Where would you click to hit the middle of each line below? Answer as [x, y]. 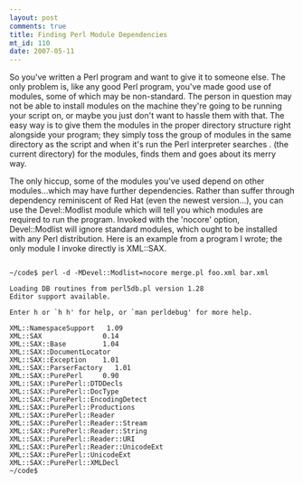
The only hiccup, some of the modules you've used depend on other [137, 181]
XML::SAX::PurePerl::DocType [64, 392]
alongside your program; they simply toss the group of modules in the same [151, 135]
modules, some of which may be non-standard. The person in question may [151, 97]
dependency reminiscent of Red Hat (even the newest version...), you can [147, 201]
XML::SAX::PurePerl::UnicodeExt [70, 455]
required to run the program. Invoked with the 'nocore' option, [125, 220]
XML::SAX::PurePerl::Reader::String [78, 432]
